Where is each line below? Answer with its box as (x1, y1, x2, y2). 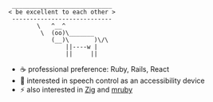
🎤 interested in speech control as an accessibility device (19, 76, 205, 85)
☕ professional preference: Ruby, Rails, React (19, 65, 170, 73)
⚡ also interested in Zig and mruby (19, 85, 133, 94)
